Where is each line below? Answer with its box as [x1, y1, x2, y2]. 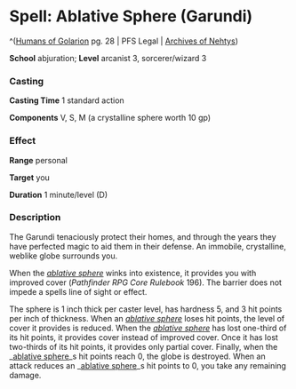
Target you [9, 171, 51, 183]
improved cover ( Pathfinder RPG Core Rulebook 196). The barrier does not [9, 277, 283, 288]
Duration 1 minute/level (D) [9, 189, 108, 200]
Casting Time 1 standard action [9, 95, 124, 106]
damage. [9, 369, 42, 380]
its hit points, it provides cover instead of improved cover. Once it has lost [9, 331, 278, 343]
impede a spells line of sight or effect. [9, 286, 148, 297]
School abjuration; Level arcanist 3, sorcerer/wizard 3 [9, 52, 207, 63]
